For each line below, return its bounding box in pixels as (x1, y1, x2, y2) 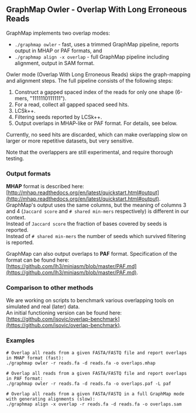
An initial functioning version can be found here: (6, 309, 122, 316)
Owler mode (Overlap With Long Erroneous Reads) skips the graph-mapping (6, 70, 191, 78)
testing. (6, 155, 25, 162)
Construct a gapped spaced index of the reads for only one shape (14, 88, 174, 96)
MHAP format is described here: (6, 183, 84, 190)
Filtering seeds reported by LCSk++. (14, 113, 102, 120)
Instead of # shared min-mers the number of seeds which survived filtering (6, 233, 186, 240)
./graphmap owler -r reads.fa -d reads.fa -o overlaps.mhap (6, 360, 156, 366)
